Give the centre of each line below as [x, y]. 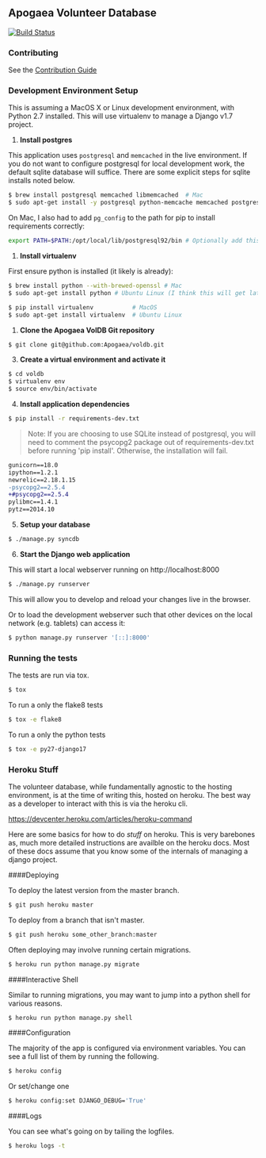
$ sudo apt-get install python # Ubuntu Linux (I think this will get [127, 293]
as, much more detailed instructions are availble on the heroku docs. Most [129, 842]
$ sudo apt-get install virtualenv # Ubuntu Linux [95, 315]
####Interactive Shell [44, 980]
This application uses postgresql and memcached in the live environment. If [128, 155]
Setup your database [55, 525]
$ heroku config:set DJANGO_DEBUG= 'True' [78, 1101]
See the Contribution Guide [53, 70]
